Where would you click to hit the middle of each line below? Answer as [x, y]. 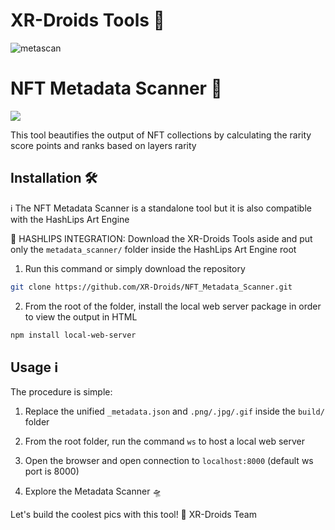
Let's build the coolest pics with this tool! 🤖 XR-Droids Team [133, 515]
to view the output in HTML [81, 316]
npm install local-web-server [73, 335]
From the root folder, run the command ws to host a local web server [165, 441]
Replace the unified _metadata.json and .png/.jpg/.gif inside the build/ [174, 411]
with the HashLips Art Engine [70, 219]
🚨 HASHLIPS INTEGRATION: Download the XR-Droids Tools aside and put [161, 238]
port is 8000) [52, 471]
